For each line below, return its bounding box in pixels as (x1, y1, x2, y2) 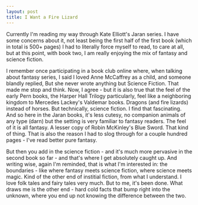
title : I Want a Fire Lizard (6, 14, 78, 20)
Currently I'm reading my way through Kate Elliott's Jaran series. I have (6, 30, 179, 37)
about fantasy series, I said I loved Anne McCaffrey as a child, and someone (6, 73, 191, 81)
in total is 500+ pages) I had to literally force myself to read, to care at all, (6, 43, 184, 50)
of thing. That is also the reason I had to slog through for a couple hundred (6, 130, 188, 137)
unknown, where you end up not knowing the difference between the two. (6, 192, 186, 199)
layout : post (6, 8, 38, 15)
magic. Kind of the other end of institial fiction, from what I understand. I (6, 173, 182, 180)
